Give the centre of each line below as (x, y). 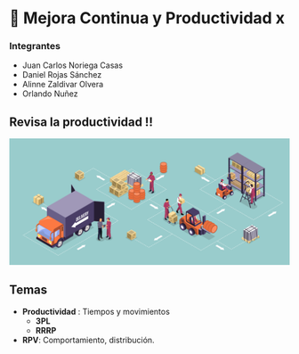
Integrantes (35, 46)
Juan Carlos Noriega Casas (72, 65)
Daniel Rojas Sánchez (62, 75)
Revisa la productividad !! (81, 122)
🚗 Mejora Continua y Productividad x (147, 18)
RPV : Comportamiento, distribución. (88, 340)
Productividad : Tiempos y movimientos (96, 311)
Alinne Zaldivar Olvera (63, 85)
